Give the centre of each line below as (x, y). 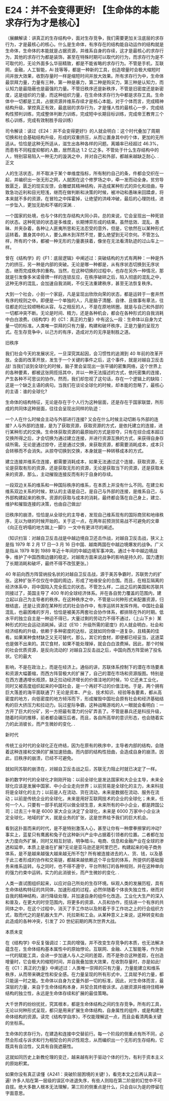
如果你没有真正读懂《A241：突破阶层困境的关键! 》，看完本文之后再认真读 (81, 1074)
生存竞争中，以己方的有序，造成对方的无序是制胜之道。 (76, 332)
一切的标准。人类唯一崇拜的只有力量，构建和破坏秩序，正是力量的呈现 (82, 325)
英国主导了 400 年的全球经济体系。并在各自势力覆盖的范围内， (92, 593)
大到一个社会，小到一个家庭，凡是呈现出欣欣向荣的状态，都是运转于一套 (80, 294)
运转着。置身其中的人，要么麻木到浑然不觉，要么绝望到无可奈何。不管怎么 (82, 234)
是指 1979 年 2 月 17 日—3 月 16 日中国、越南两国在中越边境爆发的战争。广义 (84, 544)
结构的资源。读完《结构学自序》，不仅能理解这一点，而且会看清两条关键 (88, 1017)
